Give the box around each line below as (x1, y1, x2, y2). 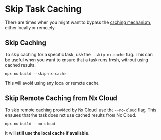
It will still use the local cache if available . (5, 130, 90, 136)
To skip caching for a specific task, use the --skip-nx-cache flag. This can (5, 52, 153, 57)
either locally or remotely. (5, 24, 56, 30)
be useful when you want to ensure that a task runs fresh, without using (5, 57, 149, 63)
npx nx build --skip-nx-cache (5, 71, 66, 76)
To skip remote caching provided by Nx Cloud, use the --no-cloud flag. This (5, 107, 157, 113)
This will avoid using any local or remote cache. (5, 80, 100, 86)
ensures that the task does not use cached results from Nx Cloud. (5, 112, 137, 118)
